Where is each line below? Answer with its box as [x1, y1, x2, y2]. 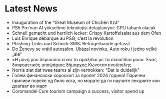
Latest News [4, 3, 58, 14]
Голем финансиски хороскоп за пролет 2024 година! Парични [11, 72, 145, 78]
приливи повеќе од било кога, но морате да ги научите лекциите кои [11, 78, 160, 84]
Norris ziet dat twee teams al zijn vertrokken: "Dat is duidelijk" [11, 67, 140, 73]
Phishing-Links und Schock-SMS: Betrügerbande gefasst [11, 40, 130, 46]
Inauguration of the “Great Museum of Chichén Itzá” [11, 19, 119, 25]
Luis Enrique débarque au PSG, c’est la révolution [11, 35, 113, 41]
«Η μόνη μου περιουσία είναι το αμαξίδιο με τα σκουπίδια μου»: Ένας [11, 56, 157, 62]
